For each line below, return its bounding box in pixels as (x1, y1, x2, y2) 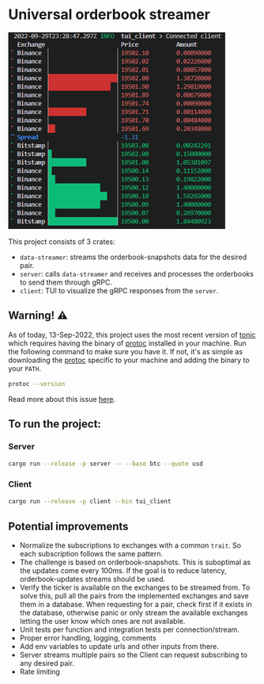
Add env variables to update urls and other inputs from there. (19, 642, 220, 652)
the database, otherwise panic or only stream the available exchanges (19, 608, 248, 617)
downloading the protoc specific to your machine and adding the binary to (8, 355, 251, 365)
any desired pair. (19, 659, 75, 668)
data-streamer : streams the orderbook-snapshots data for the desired (19, 252, 247, 262)
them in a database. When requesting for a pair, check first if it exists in (19, 600, 252, 609)
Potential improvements (8, 519, 129, 533)
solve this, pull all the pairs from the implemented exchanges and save (19, 591, 249, 601)
